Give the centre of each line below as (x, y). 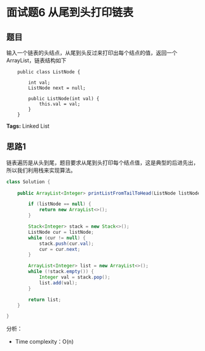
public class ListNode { (49, 72)
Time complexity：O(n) (44, 342)
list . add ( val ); (58, 283)
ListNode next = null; (57, 88)
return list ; (45, 300)
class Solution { (28, 182)
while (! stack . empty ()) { (61, 272)
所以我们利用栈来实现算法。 (41, 170)
